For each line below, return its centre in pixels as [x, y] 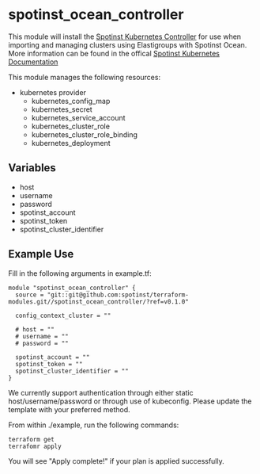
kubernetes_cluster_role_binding [85, 134]
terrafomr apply [35, 446]
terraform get [32, 439]
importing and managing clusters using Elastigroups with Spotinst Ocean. [128, 44]
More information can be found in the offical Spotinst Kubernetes [114, 53]
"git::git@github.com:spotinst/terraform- [118, 295]
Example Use [41, 254]
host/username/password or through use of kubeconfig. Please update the [130, 401]
